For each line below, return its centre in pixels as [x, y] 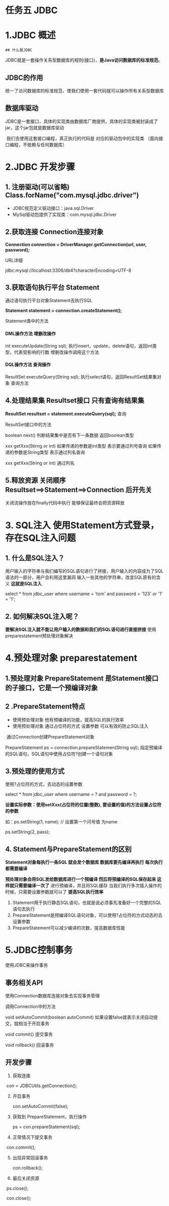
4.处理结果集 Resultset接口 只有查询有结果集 [75, 400]
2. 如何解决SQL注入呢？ [42, 616]
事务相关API [24, 982]
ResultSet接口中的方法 [28, 424]
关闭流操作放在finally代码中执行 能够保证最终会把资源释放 [65, 503]
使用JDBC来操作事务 [27, 965]
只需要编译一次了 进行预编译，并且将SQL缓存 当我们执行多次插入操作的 [88, 886]
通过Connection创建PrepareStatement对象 [50, 737]
